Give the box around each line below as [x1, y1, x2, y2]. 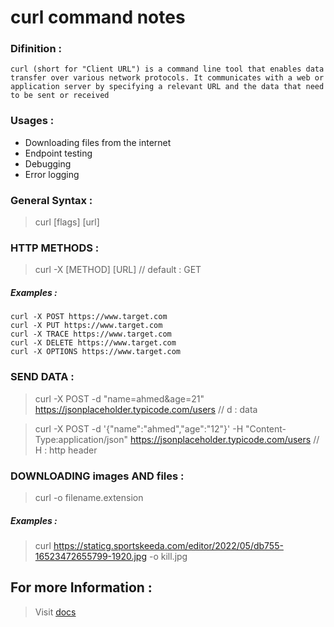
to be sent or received [10, 91, 110, 101]
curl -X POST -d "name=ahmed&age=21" [34, 392, 205, 405]
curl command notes [10, 6, 186, 29]
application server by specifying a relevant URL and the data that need [10, 82, 325, 92]
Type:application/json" [34, 433, 129, 445]
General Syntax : [10, 193, 93, 207]
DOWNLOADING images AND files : [10, 469, 185, 483]
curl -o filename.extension [34, 491, 144, 503]
